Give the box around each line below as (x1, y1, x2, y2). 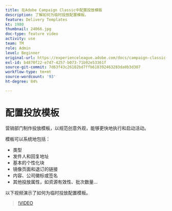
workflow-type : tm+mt (5, 70, 52, 75)
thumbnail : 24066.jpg (5, 27, 52, 32)
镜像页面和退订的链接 (12, 166, 58, 172)
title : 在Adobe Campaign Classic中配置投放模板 (5, 7, 102, 13)
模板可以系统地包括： (5, 136, 50, 142)
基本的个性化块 (12, 159, 45, 165)
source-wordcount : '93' (5, 74, 56, 79)
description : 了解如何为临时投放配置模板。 (5, 12, 89, 17)
